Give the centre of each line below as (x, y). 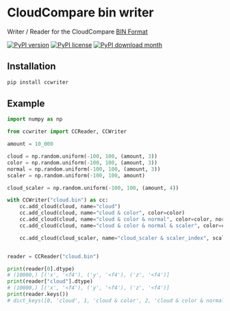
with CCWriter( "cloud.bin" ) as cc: (58, 200)
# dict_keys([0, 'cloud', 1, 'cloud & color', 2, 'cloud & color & (105, 300)
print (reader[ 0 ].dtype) (41, 269)
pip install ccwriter (38, 82)
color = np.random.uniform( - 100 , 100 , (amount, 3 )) (82, 162)
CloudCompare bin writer (80, 13)
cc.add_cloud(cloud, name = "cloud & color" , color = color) (102, 213)
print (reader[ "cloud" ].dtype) (50, 282)
